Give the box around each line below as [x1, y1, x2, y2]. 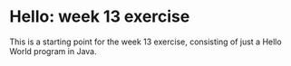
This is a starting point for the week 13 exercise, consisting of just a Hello [9, 36, 283, 47]
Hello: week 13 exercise [9, 6, 190, 27]
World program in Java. [9, 45, 97, 56]
